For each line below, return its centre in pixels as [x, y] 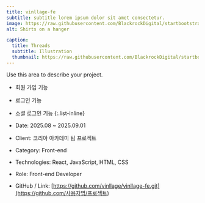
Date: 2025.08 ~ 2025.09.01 [50, 125]
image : [15, 23]
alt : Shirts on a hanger [38, 29]
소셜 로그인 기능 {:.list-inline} [50, 113]
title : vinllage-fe [31, 12]
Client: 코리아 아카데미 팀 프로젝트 [56, 138]
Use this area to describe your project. [55, 75]
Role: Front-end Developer [49, 174]
